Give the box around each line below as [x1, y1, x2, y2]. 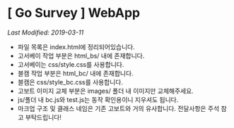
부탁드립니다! [25, 113, 62, 121]
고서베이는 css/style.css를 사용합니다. [17, 60, 124, 68]
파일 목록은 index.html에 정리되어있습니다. [17, 42, 136, 51]
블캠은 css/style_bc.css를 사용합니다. [17, 77, 124, 86]
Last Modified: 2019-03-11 [7, 28, 84, 37]
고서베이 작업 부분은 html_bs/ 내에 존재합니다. [17, 51, 145, 60]
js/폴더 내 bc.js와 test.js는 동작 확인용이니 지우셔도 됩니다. [17, 95, 179, 103]
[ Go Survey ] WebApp [7, 5, 140, 21]
